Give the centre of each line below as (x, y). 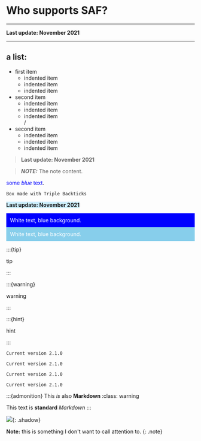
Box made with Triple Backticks (46, 194)
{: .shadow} (26, 420)
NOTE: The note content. (52, 171)
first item (26, 71)
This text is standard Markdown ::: (49, 407)
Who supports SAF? (57, 10)
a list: (17, 57)
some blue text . (25, 183)
